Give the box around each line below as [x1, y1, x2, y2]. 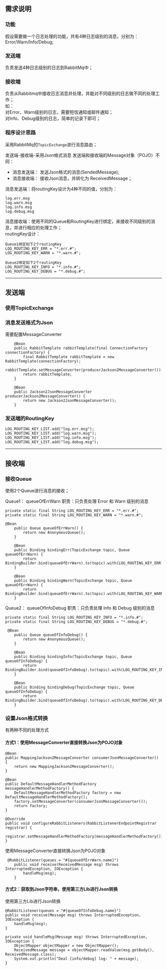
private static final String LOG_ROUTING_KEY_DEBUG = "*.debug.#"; [5, 620, 148, 625]
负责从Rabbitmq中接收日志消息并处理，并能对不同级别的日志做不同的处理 [5, 90, 156, 96]
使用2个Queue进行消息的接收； [5, 488, 70, 494]
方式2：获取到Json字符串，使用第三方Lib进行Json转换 [5, 886, 118, 892]
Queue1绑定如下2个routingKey [5, 242, 62, 247]
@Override [5, 816, 26, 821]
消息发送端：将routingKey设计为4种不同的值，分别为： [5, 186, 118, 192]
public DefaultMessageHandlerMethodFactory [5, 781, 97, 786]
